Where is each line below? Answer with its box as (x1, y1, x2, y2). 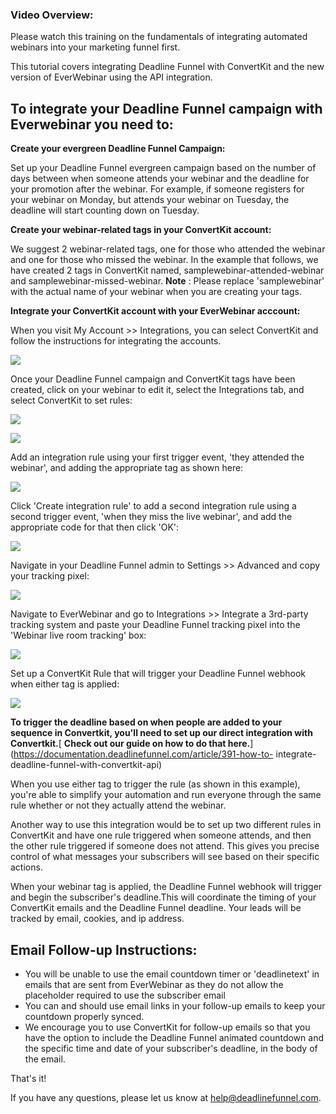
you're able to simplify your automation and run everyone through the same (10, 789, 322, 801)
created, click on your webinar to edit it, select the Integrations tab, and (10, 384, 305, 396)
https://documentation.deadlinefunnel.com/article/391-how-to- (13, 748, 274, 760)
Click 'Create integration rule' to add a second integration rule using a (10, 500, 297, 512)
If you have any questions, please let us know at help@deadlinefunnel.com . (10, 1091, 322, 1103)
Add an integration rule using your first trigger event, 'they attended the (10, 451, 305, 463)
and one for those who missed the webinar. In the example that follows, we (10, 254, 319, 266)
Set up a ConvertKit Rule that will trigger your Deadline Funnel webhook (10, 668, 307, 680)
